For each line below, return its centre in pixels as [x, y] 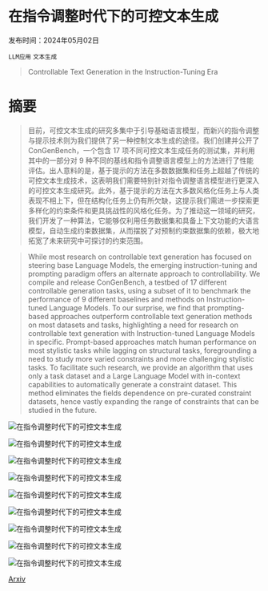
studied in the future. [62, 410]
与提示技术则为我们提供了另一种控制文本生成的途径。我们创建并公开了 [144, 140]
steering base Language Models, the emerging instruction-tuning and [142, 265]
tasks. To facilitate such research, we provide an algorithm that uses [140, 367]
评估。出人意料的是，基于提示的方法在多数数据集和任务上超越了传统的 [144, 170]
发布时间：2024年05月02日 [54, 40]
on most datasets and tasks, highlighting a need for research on [133, 325]
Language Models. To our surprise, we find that [127, 308]
